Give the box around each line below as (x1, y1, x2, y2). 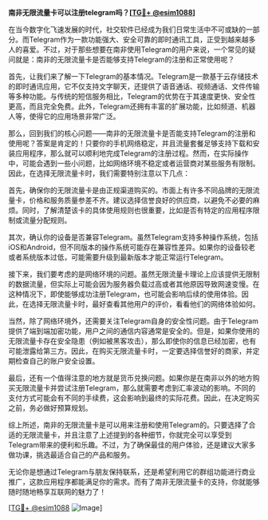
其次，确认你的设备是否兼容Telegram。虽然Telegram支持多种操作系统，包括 (8, 232, 259, 242)
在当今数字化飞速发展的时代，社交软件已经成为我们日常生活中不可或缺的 (8, 25, 246, 34)
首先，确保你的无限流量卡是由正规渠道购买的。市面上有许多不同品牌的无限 (8, 185, 253, 195)
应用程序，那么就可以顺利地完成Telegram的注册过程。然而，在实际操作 (14, 149, 249, 158)
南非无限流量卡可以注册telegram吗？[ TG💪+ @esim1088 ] (8, 8, 195, 17)
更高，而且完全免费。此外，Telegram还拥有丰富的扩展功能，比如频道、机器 (8, 101, 256, 111)
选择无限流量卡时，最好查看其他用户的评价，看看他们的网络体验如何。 (29, 300, 260, 308)
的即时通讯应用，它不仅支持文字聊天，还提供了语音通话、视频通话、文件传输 (8, 81, 260, 91)
